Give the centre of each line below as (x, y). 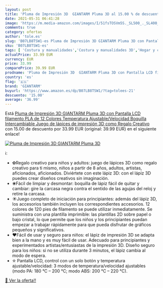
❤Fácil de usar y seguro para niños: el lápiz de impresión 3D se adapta (83, 235)
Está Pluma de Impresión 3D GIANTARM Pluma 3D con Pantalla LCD (73, 113)
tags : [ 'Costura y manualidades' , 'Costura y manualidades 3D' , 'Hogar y (80, 50)
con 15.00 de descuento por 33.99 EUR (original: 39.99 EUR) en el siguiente (81, 129)
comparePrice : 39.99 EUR (30, 68)
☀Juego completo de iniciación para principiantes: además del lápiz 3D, (84, 199)
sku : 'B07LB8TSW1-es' (27, 46)
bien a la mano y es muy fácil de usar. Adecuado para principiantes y (81, 240)
